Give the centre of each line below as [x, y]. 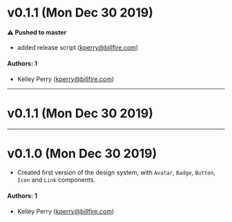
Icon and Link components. [56, 180]
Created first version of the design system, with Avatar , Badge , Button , [116, 173]
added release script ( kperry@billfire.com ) [78, 48]
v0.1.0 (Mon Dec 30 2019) [82, 153]
